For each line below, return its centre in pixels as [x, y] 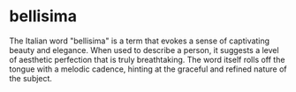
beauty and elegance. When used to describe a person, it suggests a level [144, 50]
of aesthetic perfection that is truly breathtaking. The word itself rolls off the [147, 59]
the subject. [31, 78]
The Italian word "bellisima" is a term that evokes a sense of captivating [140, 41]
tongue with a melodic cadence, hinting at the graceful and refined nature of [148, 69]
